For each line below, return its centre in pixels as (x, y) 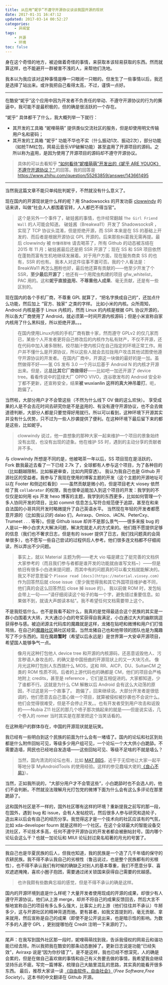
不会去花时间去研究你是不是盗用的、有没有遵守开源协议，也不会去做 (92, 406)
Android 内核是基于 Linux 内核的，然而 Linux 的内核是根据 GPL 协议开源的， (83, 310)
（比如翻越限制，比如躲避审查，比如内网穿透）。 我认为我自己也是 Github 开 (83, 471)
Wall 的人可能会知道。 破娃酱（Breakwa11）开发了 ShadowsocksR (85, 224)
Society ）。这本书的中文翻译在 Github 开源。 (50, 977)
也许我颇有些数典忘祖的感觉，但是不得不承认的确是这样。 (76, 882)
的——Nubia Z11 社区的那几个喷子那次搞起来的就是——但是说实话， (87, 709)
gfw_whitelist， (139, 274)
